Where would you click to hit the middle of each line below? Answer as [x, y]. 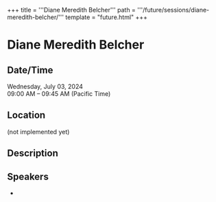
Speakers [28, 176]
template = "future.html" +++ [106, 17]
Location [26, 115]
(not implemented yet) [38, 131]
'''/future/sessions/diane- [173, 10]
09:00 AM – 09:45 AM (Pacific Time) [59, 94]
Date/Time [30, 70]
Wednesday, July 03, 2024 [45, 86]
